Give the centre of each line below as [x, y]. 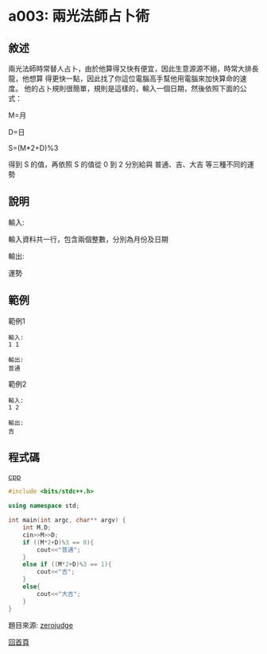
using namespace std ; [44, 506]
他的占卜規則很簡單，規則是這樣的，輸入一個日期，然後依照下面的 [132, 88]
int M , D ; [37, 528]
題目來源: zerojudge [41, 625]
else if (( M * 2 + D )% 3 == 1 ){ [67, 564]
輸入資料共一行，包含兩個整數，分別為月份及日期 [88, 239]
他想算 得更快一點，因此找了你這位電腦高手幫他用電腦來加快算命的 [131, 79]
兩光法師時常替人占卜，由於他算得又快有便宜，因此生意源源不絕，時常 [123, 69]
